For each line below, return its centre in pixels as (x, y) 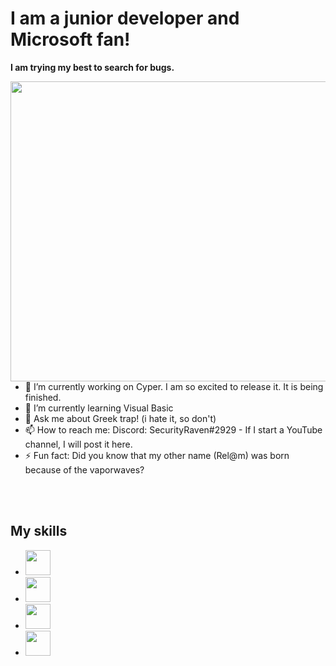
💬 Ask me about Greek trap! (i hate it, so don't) (120, 418)
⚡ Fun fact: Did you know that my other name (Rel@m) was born (157, 455)
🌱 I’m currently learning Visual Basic (99, 408)
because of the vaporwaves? (84, 469)
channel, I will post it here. (78, 444)
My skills (39, 531)
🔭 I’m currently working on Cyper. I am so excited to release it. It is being (174, 386)
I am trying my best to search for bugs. (92, 67)
